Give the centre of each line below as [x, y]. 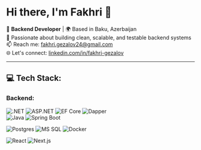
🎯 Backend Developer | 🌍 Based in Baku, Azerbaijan [71, 29]
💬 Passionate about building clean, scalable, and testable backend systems [99, 37]
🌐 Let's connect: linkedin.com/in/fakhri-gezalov [65, 52]
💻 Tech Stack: [34, 78]
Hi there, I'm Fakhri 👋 [59, 12]
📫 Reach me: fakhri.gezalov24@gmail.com [60, 44]
